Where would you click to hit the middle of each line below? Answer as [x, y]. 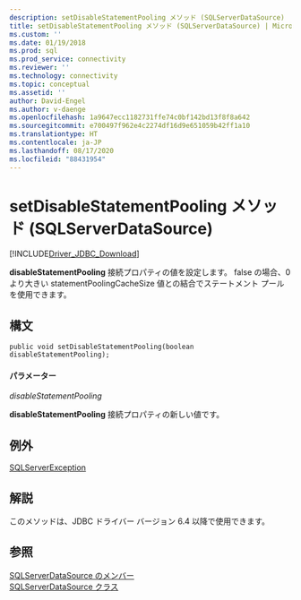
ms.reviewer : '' [39, 68]
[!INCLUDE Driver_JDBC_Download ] [75, 254]
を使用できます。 [40, 295]
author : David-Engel [48, 101]
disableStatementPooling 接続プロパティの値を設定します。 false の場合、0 [150, 272]
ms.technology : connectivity [64, 76]
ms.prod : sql [34, 51]
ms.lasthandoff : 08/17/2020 [62, 150]
